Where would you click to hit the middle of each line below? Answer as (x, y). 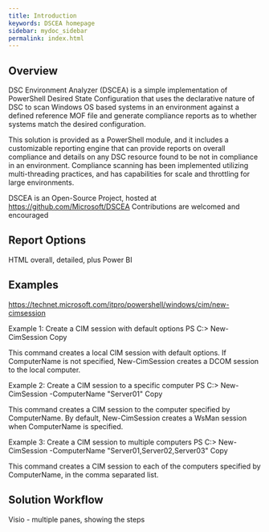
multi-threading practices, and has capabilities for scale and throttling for (129, 174)
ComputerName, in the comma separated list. (84, 474)
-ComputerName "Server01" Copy (106, 394)
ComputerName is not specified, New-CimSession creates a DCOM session (134, 361)
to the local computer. (45, 370)
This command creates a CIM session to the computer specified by (119, 409)
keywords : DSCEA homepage (51, 23)
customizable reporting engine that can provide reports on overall (117, 149)
